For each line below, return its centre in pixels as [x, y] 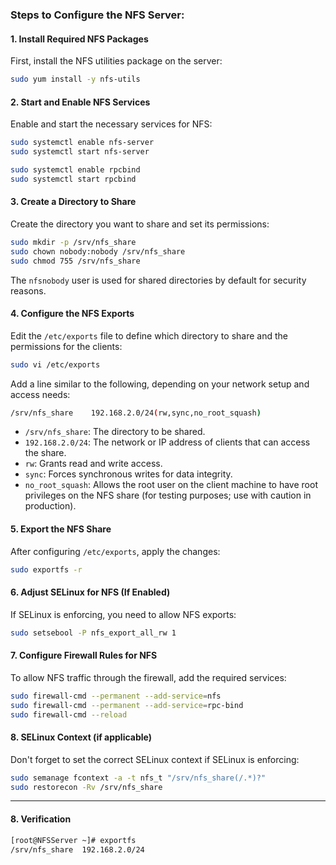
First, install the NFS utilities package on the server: [116, 61]
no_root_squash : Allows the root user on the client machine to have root [171, 485]
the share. [45, 453]
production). [50, 506]
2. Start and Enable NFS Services [80, 102]
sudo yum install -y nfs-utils [75, 79]
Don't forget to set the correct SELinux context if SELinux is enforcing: [155, 759]
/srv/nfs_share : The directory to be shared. [115, 432]
